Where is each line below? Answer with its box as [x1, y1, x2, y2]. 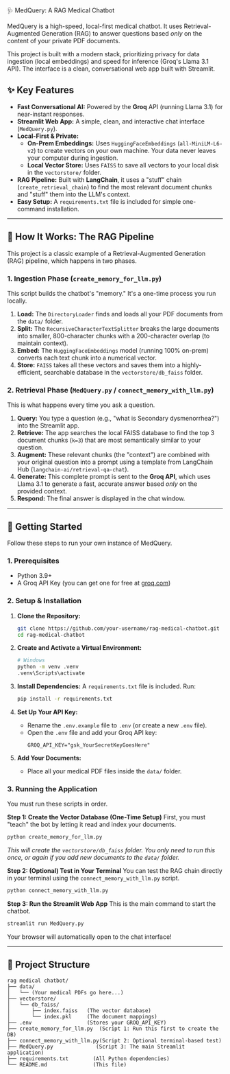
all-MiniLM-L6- [179, 140, 223, 147]
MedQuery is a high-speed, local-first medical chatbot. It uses [7, 22, 183, 30]
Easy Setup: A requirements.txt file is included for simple [16, 197, 181, 205]
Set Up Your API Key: [16, 708, 78, 716]
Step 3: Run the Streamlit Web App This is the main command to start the [7, 899, 216, 908]
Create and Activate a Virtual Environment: [16, 644, 142, 652]
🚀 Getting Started [7, 521, 83, 533]
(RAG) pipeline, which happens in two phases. [7, 257, 137, 265]
